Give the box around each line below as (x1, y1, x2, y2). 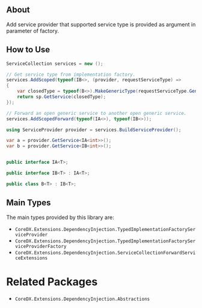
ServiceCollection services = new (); (6, 60, 103, 67)
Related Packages (6, 275, 98, 288)
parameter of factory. (6, 27, 59, 34)
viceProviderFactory (14, 243, 67, 249)
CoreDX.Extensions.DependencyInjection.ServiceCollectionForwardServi (14, 250, 196, 256)
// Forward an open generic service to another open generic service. (6, 110, 187, 116)
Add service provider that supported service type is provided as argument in (6, 20, 196, 28)
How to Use (6, 45, 50, 55)
